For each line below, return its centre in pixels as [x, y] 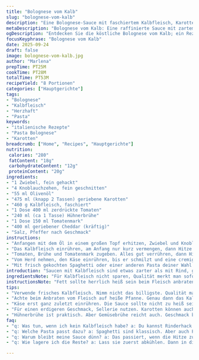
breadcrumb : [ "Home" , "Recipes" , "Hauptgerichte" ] [70, 144]
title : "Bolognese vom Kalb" [42, 12]
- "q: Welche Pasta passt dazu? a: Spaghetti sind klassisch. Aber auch [98, 332]
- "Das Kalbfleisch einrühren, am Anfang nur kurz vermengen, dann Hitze [99, 249]
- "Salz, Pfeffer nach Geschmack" [49, 232]
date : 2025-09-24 [28, 45]
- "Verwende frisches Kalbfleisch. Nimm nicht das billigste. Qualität [96, 293]
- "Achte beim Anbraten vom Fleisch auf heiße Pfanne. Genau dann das [95, 298]
